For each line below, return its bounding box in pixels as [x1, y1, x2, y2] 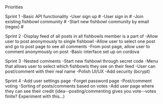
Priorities [5, 4, 23, 10]
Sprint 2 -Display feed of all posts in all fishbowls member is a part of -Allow [5, 34, 158, 39]
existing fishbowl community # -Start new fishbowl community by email [5, 19, 149, 24]
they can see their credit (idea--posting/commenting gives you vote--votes [5, 88, 156, 94]
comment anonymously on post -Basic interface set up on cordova [5, 49, 140, 54]
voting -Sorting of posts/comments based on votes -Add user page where [5, 83, 154, 89]
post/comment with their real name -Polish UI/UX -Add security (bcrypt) [5, 69, 150, 74]
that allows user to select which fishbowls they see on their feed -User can [5, 63, 156, 69]
